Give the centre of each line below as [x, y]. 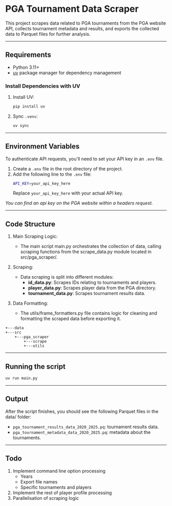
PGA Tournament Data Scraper [72, 9]
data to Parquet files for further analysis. [48, 34]
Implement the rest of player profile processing [62, 493]
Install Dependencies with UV [43, 86]
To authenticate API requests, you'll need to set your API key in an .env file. [84, 159]
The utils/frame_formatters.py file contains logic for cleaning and [89, 313]
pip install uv [29, 107]
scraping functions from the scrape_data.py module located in [86, 252]
